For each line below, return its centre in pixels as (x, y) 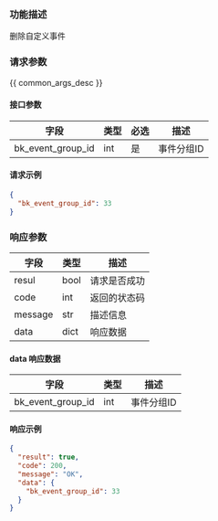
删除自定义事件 (37, 36)
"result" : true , (48, 457)
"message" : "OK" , (51, 474)
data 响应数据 (35, 358)
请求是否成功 (118, 281)
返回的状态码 (118, 297)
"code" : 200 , (42, 466)
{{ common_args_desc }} (56, 82)
